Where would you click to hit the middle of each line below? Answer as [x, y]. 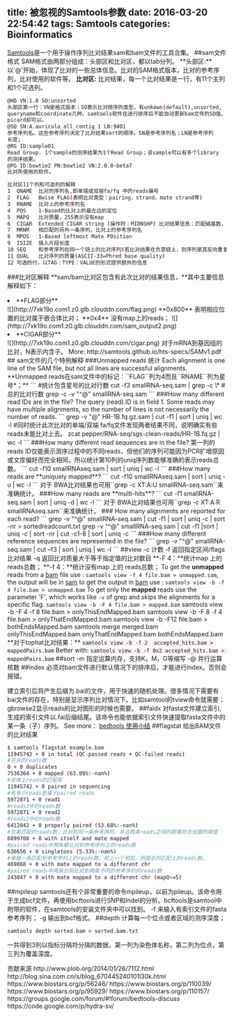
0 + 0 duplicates [32, 767]
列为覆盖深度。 [34, 954]
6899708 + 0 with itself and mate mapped [68, 838]
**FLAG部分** [37, 300]
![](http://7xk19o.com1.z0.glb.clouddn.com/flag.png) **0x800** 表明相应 [113, 309]
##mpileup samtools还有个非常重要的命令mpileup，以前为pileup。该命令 [111, 892]
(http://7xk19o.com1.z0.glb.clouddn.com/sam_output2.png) [92, 325]
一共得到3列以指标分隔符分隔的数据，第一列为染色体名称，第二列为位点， [113, 945]
